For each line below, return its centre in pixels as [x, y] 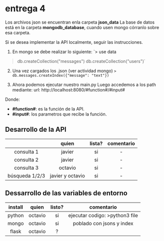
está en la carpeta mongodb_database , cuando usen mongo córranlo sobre [82, 27]
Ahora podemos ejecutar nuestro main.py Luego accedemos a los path [84, 85]
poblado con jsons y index [103, 223]
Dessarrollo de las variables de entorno [66, 193]
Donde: [13, 99]
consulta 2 [26, 159]
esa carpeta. [18, 32]
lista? [96, 143]
